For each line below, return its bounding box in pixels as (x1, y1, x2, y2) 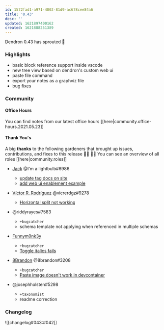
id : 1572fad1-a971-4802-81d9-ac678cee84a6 (5, 7, 93, 12)
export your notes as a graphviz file (12, 78, 84, 84)
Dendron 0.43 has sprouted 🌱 (5, 39, 65, 45)
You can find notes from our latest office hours (5, 118, 100, 124)
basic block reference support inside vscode (12, 62, 103, 68)
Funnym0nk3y (12, 233, 42, 239)
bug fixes (12, 83, 31, 89)
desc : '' (5, 16, 23, 21)
